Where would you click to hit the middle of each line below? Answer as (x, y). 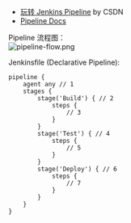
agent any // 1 (49, 84)
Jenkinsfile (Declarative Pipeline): (64, 62)
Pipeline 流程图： (37, 38)
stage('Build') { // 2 (76, 99)
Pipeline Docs (43, 21)
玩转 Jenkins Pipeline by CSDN (72, 12)
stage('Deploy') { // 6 (77, 169)
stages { (38, 91)
